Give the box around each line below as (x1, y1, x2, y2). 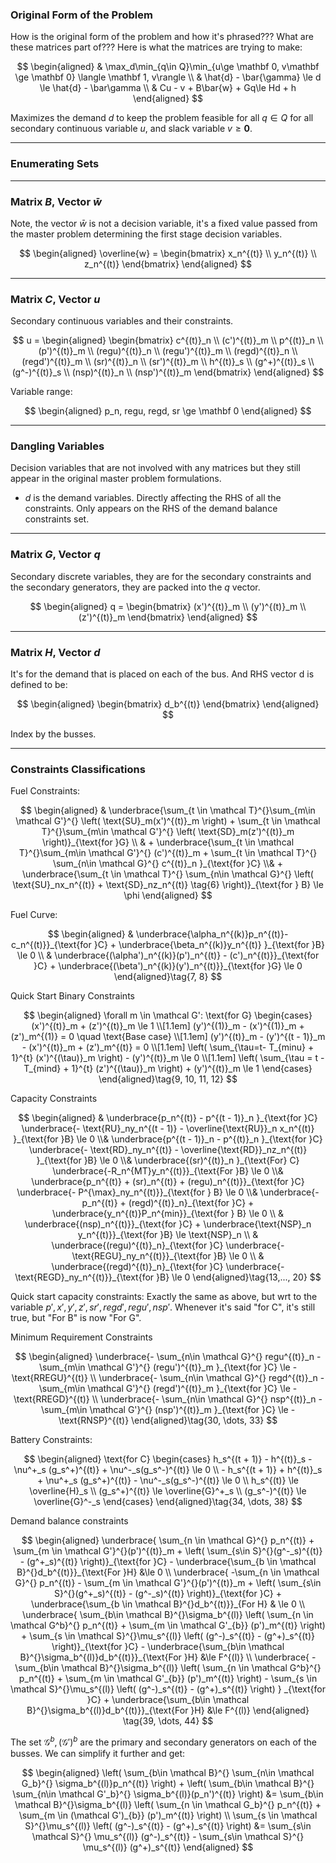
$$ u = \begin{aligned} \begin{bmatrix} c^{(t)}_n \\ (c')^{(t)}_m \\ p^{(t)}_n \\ (12, 334, 324, 347)
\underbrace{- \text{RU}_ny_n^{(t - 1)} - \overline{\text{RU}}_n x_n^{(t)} (21, 1123, 315, 1135)
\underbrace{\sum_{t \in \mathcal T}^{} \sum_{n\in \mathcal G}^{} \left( (22, 868, 314, 880)
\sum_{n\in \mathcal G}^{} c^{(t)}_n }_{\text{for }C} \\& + (52, 858, 284, 870)
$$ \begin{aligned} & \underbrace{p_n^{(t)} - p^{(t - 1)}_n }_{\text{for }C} (18, 1112, 318, 1124)
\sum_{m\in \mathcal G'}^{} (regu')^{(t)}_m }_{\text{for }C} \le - (38, 1361, 298, 1373)
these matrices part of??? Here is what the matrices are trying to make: (10, 41, 303, 53)
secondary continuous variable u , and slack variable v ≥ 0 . (10, 123, 253, 135)
